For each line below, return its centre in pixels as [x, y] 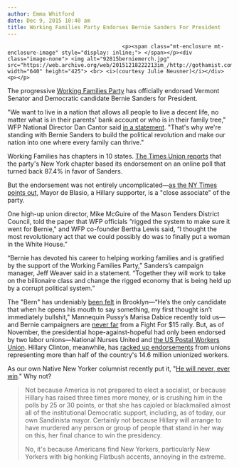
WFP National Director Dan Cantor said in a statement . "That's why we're [115, 127]
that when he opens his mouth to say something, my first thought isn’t [110, 309]
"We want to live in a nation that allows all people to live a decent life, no [113, 112]
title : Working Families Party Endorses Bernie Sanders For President [114, 27]
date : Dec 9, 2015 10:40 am [49, 21]
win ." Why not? [30, 376]
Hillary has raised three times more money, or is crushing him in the [123, 398]
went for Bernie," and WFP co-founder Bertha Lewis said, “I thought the [112, 229]
